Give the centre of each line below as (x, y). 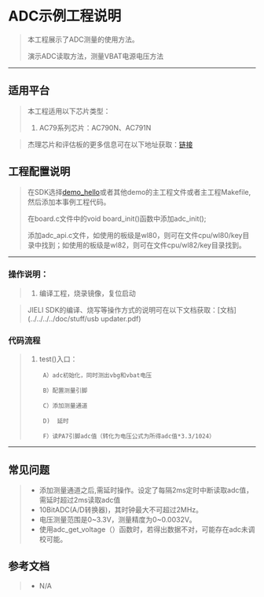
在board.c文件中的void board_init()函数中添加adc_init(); (117, 218)
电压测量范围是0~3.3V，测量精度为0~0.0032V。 (117, 519)
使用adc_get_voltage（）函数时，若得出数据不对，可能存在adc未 (144, 529)
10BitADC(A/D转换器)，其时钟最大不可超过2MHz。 (121, 509)
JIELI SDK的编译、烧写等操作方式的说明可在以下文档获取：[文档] (132, 309)
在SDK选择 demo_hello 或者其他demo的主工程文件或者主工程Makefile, (139, 192)
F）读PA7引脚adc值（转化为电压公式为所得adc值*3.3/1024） (129, 437)
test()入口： (58, 359)
